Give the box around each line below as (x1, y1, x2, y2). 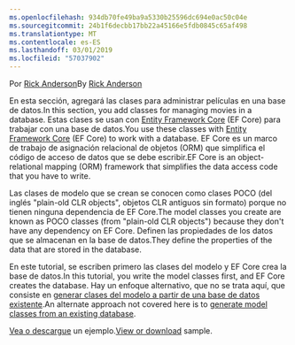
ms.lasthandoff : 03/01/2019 (9, 46, 113, 55)
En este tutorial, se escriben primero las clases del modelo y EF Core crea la (9, 262, 287, 272)
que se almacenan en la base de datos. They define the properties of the (9, 235, 273, 245)
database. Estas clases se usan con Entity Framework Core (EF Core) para (9, 114, 281, 125)
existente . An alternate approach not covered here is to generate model (9, 299, 268, 310)
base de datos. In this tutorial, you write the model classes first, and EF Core (9, 271, 285, 281)
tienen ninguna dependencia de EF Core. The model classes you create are (9, 207, 282, 217)
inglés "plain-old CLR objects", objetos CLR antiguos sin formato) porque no (9, 197, 287, 208)
